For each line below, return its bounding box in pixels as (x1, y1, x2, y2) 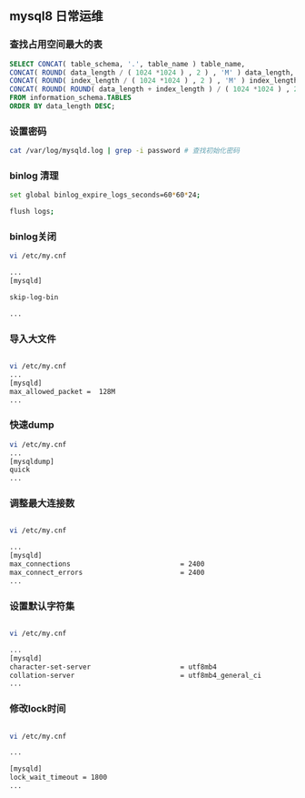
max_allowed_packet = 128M (9, 387, 116, 396)
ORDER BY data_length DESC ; (9, 102, 116, 111)
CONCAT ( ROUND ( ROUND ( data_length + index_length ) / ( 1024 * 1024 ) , (9, 85, 290, 94)
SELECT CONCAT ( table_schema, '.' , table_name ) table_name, (9, 59, 246, 68)
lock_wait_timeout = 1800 (9, 773, 107, 783)
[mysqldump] (9, 457, 54, 466)
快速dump (9, 419, 54, 431)
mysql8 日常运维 (9, 8, 103, 25)
